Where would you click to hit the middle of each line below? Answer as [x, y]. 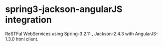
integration [29, 20]
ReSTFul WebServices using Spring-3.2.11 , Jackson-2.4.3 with [70, 33]
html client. [27, 39]
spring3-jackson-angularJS [64, 9]
